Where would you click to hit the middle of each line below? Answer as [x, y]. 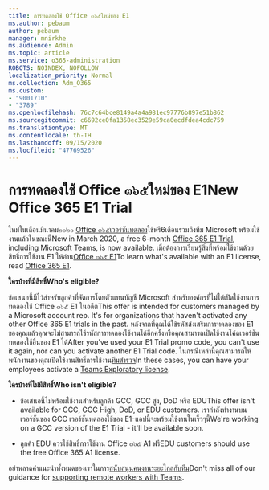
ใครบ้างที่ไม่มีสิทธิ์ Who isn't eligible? [63, 385]
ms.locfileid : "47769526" [51, 150]
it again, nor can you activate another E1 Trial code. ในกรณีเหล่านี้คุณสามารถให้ [130, 351]
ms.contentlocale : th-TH [50, 135]
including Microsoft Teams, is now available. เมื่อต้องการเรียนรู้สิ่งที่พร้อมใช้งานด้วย [131, 248]
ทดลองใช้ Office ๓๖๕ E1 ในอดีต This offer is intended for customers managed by [134, 307]
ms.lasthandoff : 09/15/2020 [55, 143]
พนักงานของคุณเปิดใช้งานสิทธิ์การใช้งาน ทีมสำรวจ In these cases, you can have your [128, 360]
